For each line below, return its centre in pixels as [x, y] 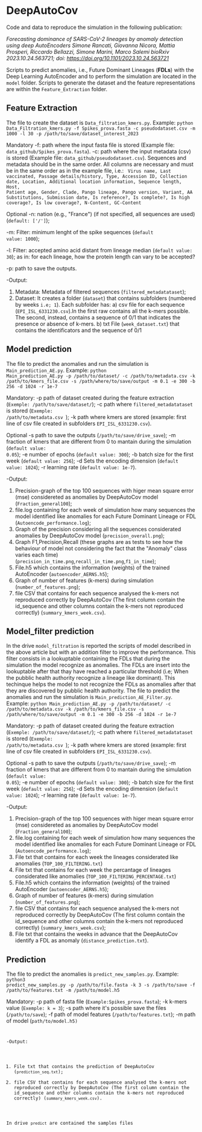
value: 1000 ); [23, 238]
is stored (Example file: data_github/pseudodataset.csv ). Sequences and [96, 158]
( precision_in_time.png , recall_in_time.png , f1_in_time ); [86, 561]
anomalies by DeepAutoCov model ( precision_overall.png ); [90, 536]
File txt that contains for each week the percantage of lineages [93, 870]
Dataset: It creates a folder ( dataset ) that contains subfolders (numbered [105, 298]
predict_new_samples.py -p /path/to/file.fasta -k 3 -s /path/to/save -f [101, 985]
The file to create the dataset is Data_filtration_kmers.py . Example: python [100, 123]
